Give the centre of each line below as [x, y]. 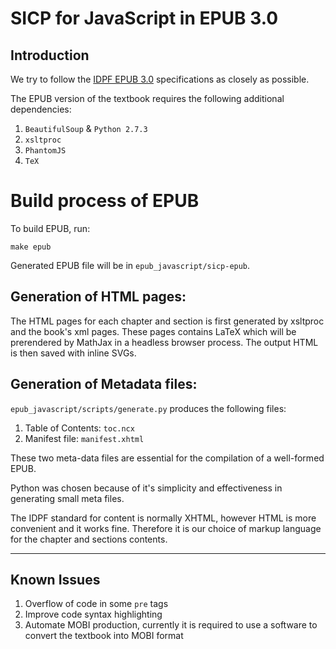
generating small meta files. [67, 498]
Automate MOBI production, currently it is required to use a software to [171, 625]
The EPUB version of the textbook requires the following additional [147, 98]
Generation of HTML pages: [98, 297]
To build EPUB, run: [50, 228]
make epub [31, 247]
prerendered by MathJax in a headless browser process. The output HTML [164, 342]
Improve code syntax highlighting [93, 614]
